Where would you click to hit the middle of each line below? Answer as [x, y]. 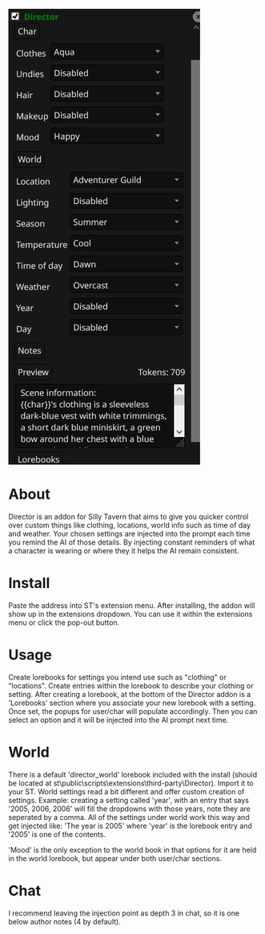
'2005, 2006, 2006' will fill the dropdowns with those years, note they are [129, 809]
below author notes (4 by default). [65, 921]
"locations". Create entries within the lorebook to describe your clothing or [131, 685]
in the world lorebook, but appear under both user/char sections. [115, 858]
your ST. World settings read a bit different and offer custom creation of [126, 791]
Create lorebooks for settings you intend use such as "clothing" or [117, 677]
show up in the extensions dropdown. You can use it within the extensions [130, 614]
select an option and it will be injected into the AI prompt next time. [118, 720]
